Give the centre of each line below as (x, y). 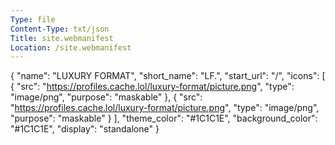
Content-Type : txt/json (60, 29)
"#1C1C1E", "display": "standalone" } (85, 129)
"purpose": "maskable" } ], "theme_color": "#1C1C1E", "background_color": (164, 118)
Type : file (33, 19)
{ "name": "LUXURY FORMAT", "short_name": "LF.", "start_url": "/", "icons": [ (168, 76)
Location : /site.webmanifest (71, 47)
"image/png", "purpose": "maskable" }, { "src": (106, 97)
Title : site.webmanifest (62, 38)
